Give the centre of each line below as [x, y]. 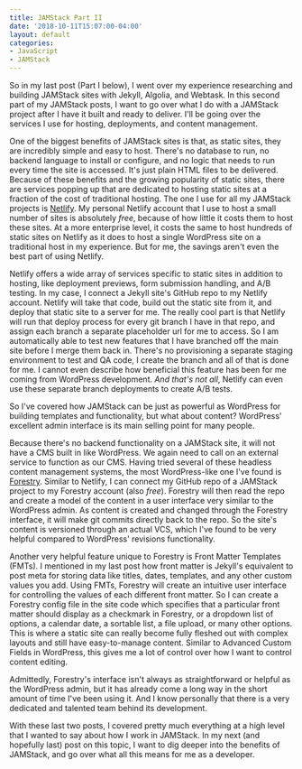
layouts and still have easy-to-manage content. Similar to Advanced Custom [151, 643]
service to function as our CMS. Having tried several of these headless [141, 462]
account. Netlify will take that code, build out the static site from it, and [141, 302]
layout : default [40, 34]
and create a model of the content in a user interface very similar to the [142, 500]
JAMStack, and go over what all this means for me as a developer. [132, 754]
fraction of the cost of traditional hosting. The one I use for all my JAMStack [150, 199]
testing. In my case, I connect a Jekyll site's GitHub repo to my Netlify [138, 293]
